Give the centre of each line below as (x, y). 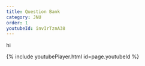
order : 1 (17, 23)
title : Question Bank (33, 12)
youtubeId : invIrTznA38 (36, 28)
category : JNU (24, 17)
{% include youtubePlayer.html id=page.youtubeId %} (73, 56)
